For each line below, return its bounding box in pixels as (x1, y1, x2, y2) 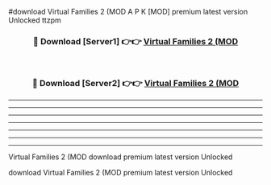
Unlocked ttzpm (8, 15, 62, 25)
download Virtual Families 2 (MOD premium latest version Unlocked (8, 167, 233, 177)
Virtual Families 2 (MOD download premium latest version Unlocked (8, 152, 233, 162)
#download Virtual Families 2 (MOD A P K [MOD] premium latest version (8, 7, 248, 16)
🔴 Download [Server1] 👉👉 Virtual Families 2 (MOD (32, 35, 239, 47)
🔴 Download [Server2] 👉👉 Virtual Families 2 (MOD (31, 78, 240, 89)
